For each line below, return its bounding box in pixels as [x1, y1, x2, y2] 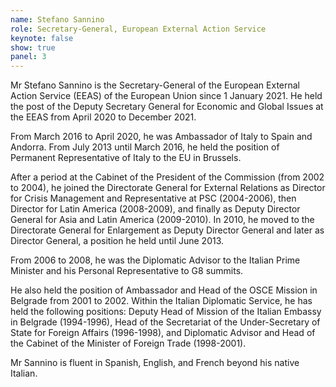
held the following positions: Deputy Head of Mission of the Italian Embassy [10, 306, 322, 318]
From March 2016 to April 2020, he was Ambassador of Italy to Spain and [10, 131, 313, 143]
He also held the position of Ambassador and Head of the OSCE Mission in [10, 284, 318, 296]
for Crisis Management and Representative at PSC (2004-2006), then [10, 192, 297, 205]
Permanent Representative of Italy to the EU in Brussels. [10, 152, 242, 164]
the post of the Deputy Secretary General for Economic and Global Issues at [10, 101, 324, 113]
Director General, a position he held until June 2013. [10, 235, 225, 247]
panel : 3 [10, 52, 47, 62]
